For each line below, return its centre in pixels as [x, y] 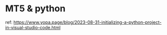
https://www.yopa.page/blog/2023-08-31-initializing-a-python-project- [88, 22]
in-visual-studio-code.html [33, 27]
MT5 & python [35, 9]
